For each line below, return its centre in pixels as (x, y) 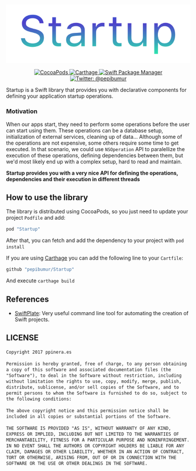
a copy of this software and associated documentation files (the (89, 370)
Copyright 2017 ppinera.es (39, 352)
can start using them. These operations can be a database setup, (85, 130)
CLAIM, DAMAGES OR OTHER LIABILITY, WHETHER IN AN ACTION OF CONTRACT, (95, 452)
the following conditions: (39, 399)
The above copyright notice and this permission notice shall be (87, 411)
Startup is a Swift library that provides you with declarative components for (97, 90)
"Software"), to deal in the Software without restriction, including (94, 376)
